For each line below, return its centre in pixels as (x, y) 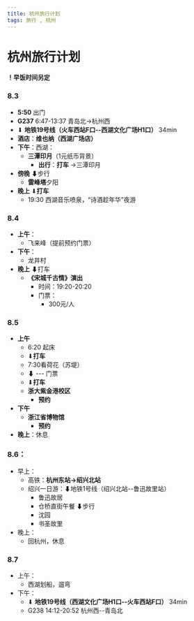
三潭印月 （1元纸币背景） (63, 156)
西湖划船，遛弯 (49, 584)
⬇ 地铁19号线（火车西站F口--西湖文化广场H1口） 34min (97, 129)
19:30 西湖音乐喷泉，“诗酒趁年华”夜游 (82, 199)
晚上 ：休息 (33, 434)
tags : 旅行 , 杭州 (32, 20)
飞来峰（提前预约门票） (61, 243)
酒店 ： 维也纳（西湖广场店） (57, 138)
